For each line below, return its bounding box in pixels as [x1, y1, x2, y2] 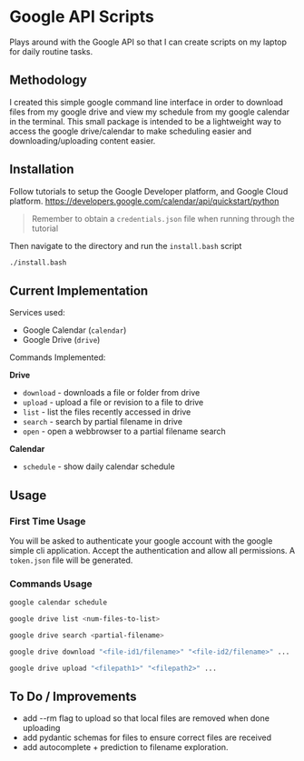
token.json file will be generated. [9, 555, 133, 566]
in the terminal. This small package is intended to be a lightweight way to [9, 115, 281, 126]
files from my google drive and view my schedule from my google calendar [9, 106, 290, 117]
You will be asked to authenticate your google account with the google [9, 535, 273, 546]
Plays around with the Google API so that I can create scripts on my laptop [9, 36, 288, 47]
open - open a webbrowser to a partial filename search [22, 426, 227, 437]
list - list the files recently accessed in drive [22, 406, 191, 417]
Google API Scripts [9, 6, 154, 27]
